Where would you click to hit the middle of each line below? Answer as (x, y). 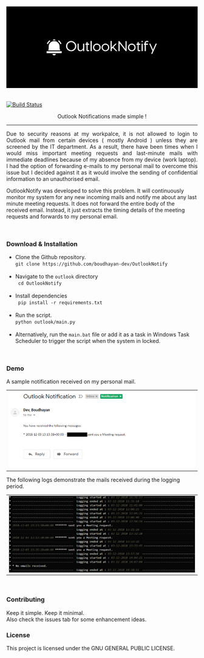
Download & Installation (42, 244)
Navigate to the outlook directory (56, 277)
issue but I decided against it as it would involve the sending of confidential (102, 172)
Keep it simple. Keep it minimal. (46, 612)
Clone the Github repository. (50, 257)
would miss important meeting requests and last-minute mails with (102, 153)
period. (15, 486)
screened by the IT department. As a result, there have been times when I (102, 146)
